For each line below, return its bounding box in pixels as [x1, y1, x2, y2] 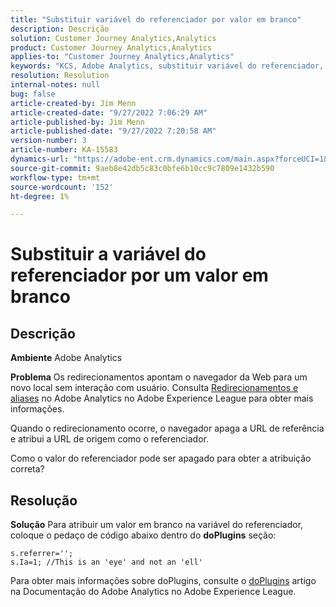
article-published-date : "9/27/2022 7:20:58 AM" [10, 126, 217, 136]
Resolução [10, 492, 78, 509]
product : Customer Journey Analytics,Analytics [10, 42, 213, 53]
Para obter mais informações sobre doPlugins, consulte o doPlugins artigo [10, 575, 317, 587]
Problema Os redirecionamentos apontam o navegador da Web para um [10, 371, 308, 383]
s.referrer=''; [10, 549, 74, 559]
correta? [10, 463, 45, 475]
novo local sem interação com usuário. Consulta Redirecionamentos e [10, 382, 299, 394]
